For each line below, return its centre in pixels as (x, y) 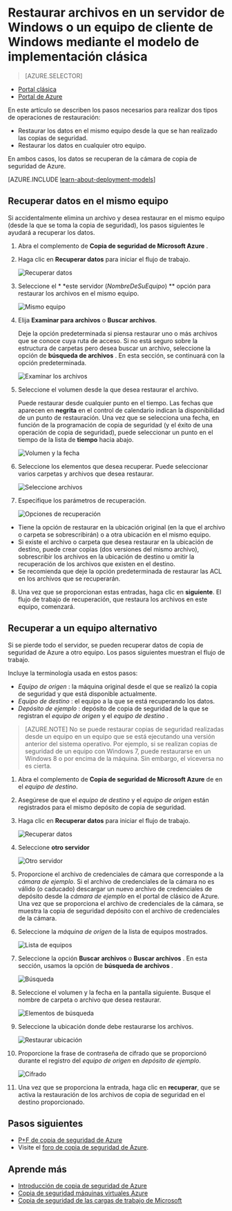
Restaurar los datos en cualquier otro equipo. (82, 145)
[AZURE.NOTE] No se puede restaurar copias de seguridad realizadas (124, 729)
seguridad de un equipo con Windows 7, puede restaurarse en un (118, 751)
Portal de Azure (40, 96)
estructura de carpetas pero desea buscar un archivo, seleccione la (114, 348)
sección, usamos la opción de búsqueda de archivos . (95, 965)
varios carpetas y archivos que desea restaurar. (86, 474)
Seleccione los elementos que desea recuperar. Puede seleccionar (113, 466)
